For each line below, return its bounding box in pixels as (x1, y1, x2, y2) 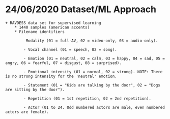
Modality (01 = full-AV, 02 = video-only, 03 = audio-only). (25, 38, 158, 43)
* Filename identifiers (14, 29, 65, 34)
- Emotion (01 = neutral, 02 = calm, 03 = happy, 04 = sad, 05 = (23, 56, 165, 61)
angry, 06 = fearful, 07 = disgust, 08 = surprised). (5, 60, 122, 66)
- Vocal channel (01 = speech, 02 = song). (23, 47, 117, 52)
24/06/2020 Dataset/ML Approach (5, 4, 157, 15)
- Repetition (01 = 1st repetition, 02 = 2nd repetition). (23, 96, 152, 101)
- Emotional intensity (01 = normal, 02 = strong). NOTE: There (23, 69, 163, 74)
